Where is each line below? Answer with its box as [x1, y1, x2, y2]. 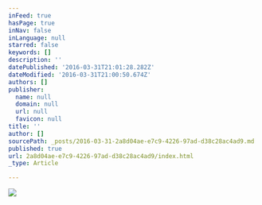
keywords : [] [8, 48, 52, 56]
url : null [15, 108, 48, 116]
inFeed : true [8, 11, 52, 20]
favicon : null [15, 115, 62, 123]
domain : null [15, 100, 59, 108]
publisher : [8, 85, 45, 94]
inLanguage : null [8, 33, 66, 42]
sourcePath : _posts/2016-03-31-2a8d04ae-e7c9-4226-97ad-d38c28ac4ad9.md [8, 137, 255, 145]
